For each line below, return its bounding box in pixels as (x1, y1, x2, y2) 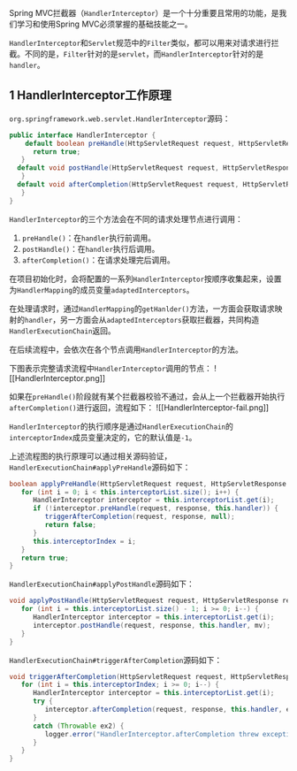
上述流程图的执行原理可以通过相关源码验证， (9, 450, 172, 462)
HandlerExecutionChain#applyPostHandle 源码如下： (9, 578, 194, 590)
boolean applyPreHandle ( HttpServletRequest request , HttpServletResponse (9, 479, 287, 488)
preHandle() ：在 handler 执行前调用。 (21, 233, 156, 243)
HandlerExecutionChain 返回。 (9, 325, 117, 336)
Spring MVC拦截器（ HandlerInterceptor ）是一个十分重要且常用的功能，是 (9, 8, 280, 18)
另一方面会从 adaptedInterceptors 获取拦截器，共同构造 (60, 314, 260, 324)
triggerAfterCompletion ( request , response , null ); (44, 512, 236, 522)
